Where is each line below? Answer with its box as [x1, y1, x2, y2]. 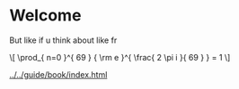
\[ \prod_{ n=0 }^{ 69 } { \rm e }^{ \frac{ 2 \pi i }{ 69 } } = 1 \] [9, 52, 231, 62]
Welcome [9, 5, 82, 26]
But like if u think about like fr [9, 35, 118, 45]
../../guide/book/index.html [9, 69, 108, 80]
